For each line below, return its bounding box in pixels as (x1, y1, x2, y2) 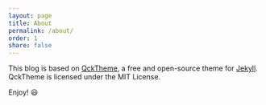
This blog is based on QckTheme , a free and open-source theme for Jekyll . (8, 63, 258, 73)
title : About (8, 19, 52, 27)
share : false (8, 42, 52, 50)
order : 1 (8, 34, 38, 42)
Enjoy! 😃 (8, 87, 39, 97)
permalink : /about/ (8, 26, 74, 34)
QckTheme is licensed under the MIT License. (8, 72, 161, 82)
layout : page (8, 11, 52, 20)
